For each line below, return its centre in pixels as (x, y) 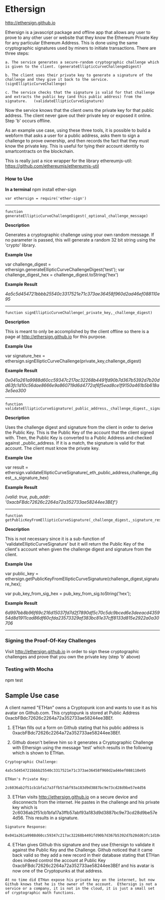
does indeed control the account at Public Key (59, 860)
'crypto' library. (20, 245)
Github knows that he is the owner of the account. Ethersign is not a (81, 884)
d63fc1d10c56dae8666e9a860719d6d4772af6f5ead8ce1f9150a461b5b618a (82, 385)
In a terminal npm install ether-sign (41, 190)
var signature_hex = (25, 356)
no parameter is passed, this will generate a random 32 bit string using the (80, 240)
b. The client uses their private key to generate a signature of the (79, 75)
